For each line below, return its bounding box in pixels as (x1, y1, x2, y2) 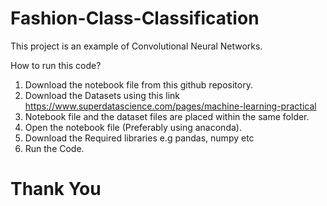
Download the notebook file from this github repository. (24, 78, 253, 91)
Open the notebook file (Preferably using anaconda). (24, 121, 242, 133)
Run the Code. (24, 142, 85, 154)
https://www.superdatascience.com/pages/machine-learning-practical (24, 100, 317, 112)
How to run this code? (10, 59, 102, 71)
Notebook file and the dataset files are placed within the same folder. (24, 110, 310, 122)
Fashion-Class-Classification (10, 7, 260, 30)
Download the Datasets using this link (24, 89, 180, 101)
